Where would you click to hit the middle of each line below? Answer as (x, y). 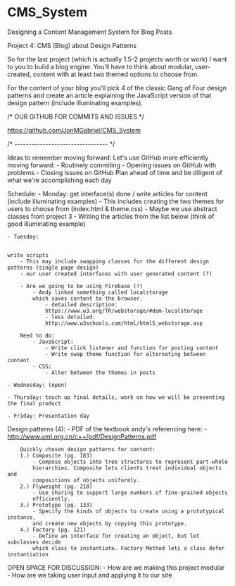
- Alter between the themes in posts (100, 372)
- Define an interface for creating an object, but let (116, 536)
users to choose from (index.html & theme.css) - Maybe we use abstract (112, 208)
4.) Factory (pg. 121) (53, 530)
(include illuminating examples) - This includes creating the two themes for (116, 201)
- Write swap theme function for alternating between (125, 354)
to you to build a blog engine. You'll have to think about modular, (100, 66)
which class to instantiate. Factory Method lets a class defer (129, 548)
